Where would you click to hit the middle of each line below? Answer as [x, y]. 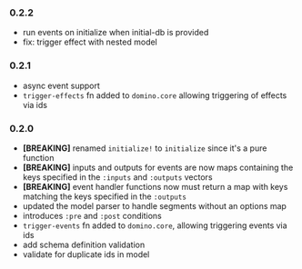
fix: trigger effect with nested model [90, 42]
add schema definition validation [84, 244]
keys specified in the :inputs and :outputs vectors [117, 177]
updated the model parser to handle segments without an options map [154, 205]
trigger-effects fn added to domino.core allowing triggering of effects [155, 95]
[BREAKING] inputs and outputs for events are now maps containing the [158, 167]
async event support [61, 85]
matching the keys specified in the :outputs [104, 196]
